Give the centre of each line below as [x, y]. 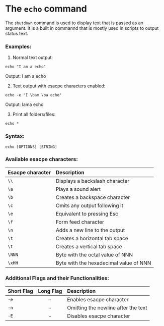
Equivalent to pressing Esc [87, 213]
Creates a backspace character [93, 197]
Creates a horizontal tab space [92, 238]
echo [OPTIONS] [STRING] [31, 147]
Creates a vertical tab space [89, 246]
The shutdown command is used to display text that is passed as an [74, 23]
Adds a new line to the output [90, 230]
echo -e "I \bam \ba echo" [33, 95]
